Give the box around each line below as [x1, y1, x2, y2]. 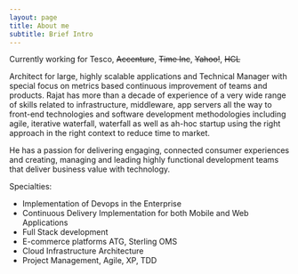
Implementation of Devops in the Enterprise [21, 198, 182, 209]
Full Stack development [21, 227, 109, 238]
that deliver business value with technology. [9, 164, 171, 174]
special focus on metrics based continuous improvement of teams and [9, 81, 268, 92]
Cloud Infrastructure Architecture [21, 246, 144, 256]
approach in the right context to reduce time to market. [9, 128, 211, 139]
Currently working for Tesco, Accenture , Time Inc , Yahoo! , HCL [9, 54, 241, 65]
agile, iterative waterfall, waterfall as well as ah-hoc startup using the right [9, 118, 281, 129]
